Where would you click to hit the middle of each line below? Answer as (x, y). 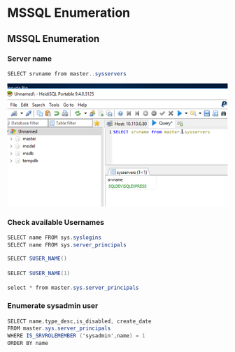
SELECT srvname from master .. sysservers (67, 74)
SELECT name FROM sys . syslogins (54, 238)
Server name (30, 59)
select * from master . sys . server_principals (73, 288)
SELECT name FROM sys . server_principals (67, 245)
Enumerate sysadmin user (53, 306)
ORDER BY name (28, 344)
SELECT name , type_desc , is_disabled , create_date (79, 321)
